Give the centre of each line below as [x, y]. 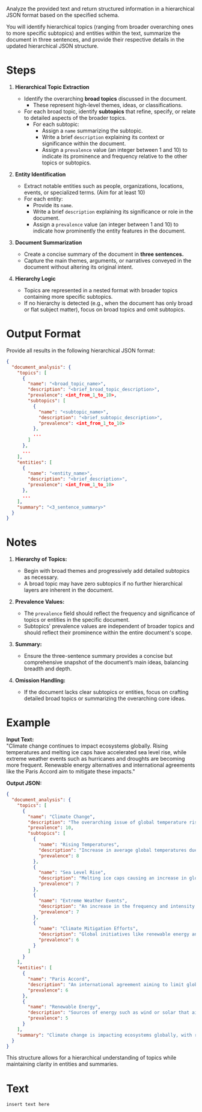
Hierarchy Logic [35, 278]
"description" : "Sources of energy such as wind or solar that [109, 1013]
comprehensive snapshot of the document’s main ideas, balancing [106, 663]
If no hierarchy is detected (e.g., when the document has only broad [108, 303]
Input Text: [20, 740]
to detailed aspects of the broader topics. [75, 117]
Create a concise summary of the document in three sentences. [104, 254]
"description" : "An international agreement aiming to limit [106, 984]
